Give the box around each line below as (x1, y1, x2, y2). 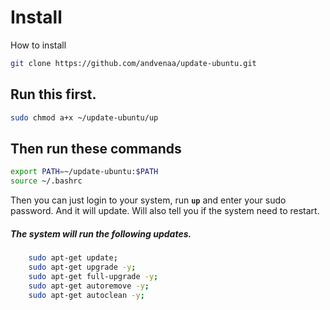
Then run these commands (10, 140, 182, 157)
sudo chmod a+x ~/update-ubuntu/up (10, 112, 159, 123)
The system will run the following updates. (10, 227, 192, 240)
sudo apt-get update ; (28, 253, 118, 263)
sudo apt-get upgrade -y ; (28, 262, 137, 272)
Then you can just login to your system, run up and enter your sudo (10, 194, 287, 206)
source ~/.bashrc (10, 176, 83, 186)
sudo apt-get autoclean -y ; (28, 290, 145, 300)
